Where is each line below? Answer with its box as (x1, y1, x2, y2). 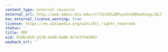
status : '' (5, 26, 28, 31)
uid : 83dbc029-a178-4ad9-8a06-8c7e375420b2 (5, 35, 97, 40)
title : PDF (5, 30, 28, 35)
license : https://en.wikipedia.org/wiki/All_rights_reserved (5, 21, 135, 26)
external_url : (5, 12, 35, 17)
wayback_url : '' (5, 40, 39, 45)
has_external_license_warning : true (5, 16, 81, 21)
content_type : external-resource (5, 7, 75, 12)
